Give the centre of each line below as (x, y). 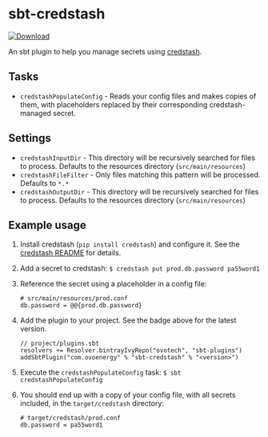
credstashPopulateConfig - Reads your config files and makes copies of (138, 96)
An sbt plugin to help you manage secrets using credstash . (105, 51)
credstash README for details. (70, 253)
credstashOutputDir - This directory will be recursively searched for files (139, 191)
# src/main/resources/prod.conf (74, 299)
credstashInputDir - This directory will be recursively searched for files (138, 158)
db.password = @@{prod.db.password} (81, 306)
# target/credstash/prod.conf (70, 418)
